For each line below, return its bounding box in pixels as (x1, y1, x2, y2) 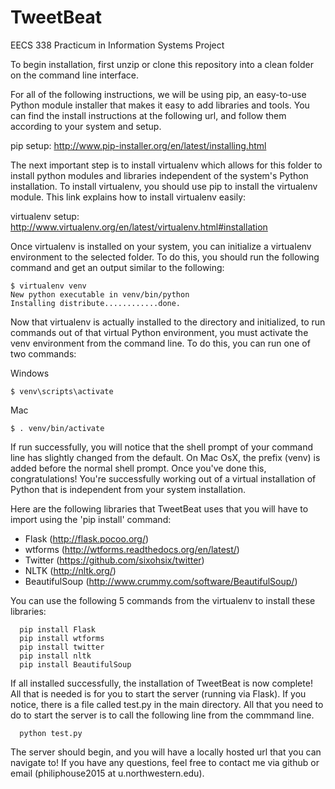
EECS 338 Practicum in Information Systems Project (10, 39, 225, 51)
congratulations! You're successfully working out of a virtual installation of (10, 472, 317, 485)
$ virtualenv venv (10, 281, 87, 291)
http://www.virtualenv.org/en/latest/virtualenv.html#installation (10, 221, 268, 233)
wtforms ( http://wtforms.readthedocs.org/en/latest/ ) (24, 543, 240, 555)
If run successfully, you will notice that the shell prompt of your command (10, 441, 313, 453)
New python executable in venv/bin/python (10, 289, 190, 300)
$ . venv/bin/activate (10, 423, 105, 433)
